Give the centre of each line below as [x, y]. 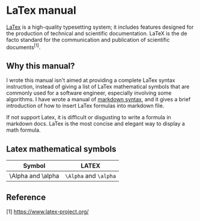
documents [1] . [23, 47]
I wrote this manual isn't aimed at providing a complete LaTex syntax [91, 80]
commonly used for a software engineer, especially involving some [89, 93]
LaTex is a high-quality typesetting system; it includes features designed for [100, 27]
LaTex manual [41, 10]
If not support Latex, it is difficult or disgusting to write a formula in [89, 117]
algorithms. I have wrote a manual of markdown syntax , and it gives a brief [98, 99]
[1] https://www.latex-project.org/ [47, 212]
